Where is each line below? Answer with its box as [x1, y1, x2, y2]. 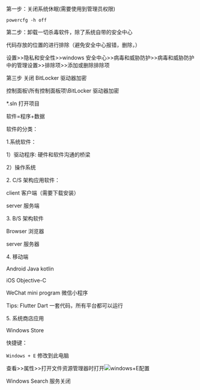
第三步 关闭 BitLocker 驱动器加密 [6, 75, 87, 81]
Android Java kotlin [6, 265, 54, 272]
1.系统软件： [6, 138, 37, 145]
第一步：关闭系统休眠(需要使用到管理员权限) [6, 5, 116, 12]
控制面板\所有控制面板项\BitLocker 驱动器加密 [6, 87, 120, 94]
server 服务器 [6, 240, 40, 248]
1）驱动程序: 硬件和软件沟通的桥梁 [6, 151, 91, 158]
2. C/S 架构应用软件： [6, 177, 60, 183]
